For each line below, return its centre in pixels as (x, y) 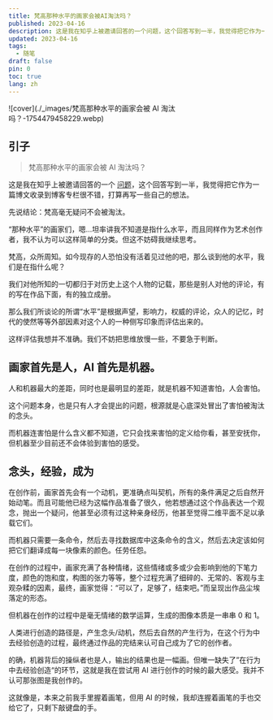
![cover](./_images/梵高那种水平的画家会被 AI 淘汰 (92, 108)
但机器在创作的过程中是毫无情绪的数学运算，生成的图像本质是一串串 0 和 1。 (136, 615)
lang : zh (23, 84)
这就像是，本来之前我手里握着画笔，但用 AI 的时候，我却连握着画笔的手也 (131, 697)
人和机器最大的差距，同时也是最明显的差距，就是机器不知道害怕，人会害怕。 (136, 388)
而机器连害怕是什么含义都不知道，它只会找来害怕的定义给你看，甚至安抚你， (136, 433)
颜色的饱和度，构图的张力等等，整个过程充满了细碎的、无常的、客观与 (140, 577)
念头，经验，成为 (51, 471)
